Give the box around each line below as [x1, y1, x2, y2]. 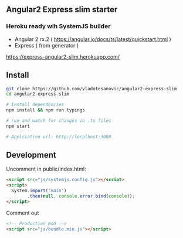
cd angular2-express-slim [6, 91, 69, 97]
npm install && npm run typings [6, 107, 85, 113]
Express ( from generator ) [14, 42, 79, 49]
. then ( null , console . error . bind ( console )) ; [27, 193, 135, 199]
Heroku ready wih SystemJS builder [6, 22, 111, 30]
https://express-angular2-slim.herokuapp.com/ [6, 53, 120, 60]
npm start [6, 123, 30, 129]
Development [6, 150, 57, 160]
